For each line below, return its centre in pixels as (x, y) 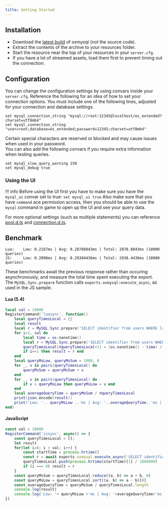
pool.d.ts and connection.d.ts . (36, 222)
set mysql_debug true (28, 168)
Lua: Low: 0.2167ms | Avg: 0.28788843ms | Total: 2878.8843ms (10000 (82, 250)
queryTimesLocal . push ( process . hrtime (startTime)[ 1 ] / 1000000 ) (90, 462)
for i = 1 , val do (31, 333)
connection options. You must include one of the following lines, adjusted (81, 102)
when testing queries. (27, 154)
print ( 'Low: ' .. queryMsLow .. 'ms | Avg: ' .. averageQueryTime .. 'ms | (88, 403)
